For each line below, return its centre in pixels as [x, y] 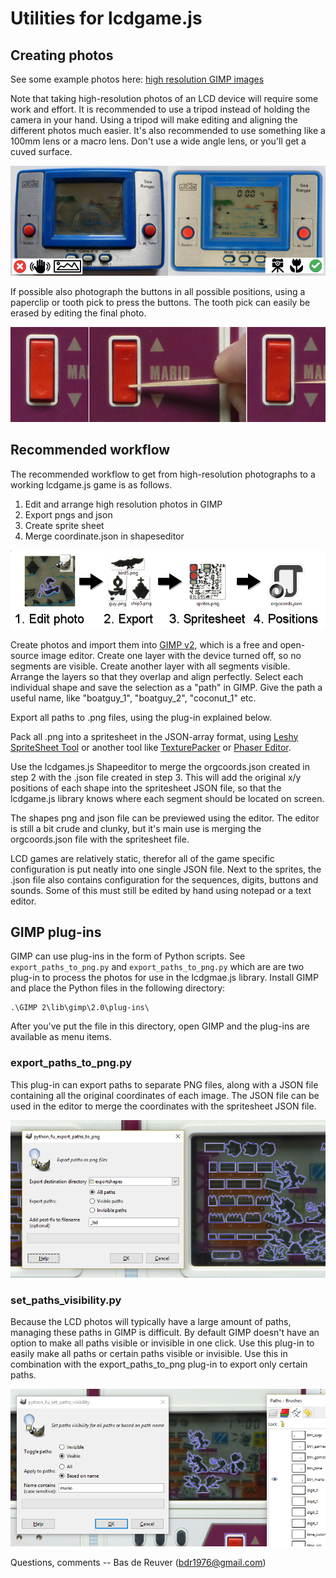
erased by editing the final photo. [78, 313]
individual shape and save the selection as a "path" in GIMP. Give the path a [166, 687]
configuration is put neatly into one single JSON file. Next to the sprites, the [166, 869]
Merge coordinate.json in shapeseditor [104, 536]
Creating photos [62, 55]
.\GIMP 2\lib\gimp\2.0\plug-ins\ [80, 1008]
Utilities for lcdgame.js [106, 18]
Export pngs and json [68, 514]
